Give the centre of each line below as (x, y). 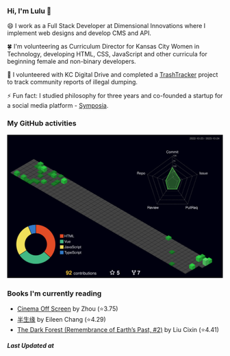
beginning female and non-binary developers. (72, 62)
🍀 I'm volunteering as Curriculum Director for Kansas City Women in (103, 47)
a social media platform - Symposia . (58, 106)
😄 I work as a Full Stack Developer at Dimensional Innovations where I (106, 26)
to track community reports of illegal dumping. (73, 82)
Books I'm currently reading (54, 293)
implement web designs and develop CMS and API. (79, 33)
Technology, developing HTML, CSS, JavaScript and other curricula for (107, 54)
